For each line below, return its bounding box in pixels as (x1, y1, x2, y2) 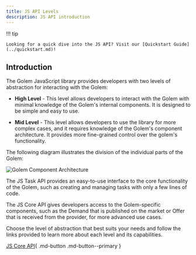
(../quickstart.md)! (6, 46, 57, 53)
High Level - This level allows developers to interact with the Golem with (14, 95, 190, 102)
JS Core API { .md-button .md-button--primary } (6, 243, 122, 250)
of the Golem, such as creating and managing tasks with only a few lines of (6, 184, 187, 191)
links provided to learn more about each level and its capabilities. (6, 231, 163, 238)
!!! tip (6, 30, 19, 37)
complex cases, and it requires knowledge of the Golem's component (14, 125, 183, 132)
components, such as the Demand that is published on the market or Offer (6, 208, 185, 215)
